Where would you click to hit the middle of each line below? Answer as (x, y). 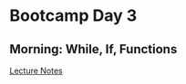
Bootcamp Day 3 (73, 16)
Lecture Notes (36, 70)
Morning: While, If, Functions (93, 49)
